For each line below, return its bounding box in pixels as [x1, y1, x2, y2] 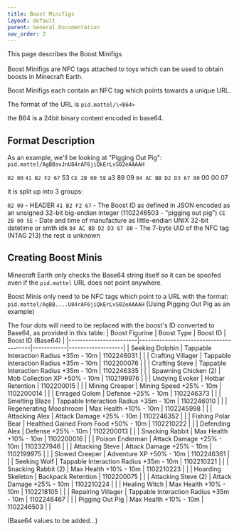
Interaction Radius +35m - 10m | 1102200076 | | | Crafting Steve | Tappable [7, 359, 226, 367]
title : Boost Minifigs [7, 10, 75, 18]
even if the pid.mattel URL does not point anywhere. [7, 278, 162, 287]
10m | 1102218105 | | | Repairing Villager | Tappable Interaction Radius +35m [7, 487, 230, 495]
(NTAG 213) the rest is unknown [7, 231, 101, 240]
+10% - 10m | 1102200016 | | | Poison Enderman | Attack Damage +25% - [7, 434, 223, 443]
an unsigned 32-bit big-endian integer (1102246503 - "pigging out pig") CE [7, 209, 226, 217]
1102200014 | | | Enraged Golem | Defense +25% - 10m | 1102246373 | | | [7, 389, 222, 397]
